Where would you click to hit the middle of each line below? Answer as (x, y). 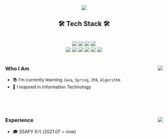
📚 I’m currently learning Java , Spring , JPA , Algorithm (66, 80)
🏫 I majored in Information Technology (52, 87)
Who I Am (17, 68)
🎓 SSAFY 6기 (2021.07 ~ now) (44, 131)
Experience (19, 120)
